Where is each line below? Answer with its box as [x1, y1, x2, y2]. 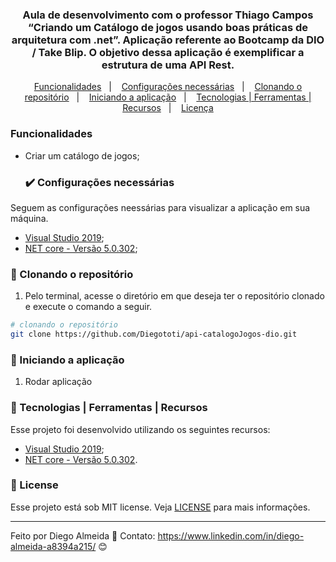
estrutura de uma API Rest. [101, 58, 235, 72]
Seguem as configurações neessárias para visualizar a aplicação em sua [10, 201, 311, 213]
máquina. [10, 212, 49, 224]
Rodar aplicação [24, 376, 93, 388]
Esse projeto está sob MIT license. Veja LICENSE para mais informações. [10, 501, 311, 513]
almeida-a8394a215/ [10, 540, 97, 552]
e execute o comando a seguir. [24, 301, 153, 313]
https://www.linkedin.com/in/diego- [157, 529, 305, 542]
